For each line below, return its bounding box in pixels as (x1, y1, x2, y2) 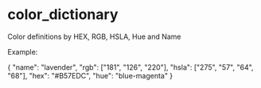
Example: (7, 47, 38, 56)
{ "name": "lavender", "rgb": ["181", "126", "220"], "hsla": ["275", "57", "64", (7, 62, 254, 72)
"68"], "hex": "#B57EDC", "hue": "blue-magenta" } (7, 71, 173, 80)
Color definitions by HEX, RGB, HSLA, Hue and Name (7, 32, 181, 41)
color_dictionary (7, 6, 119, 24)
